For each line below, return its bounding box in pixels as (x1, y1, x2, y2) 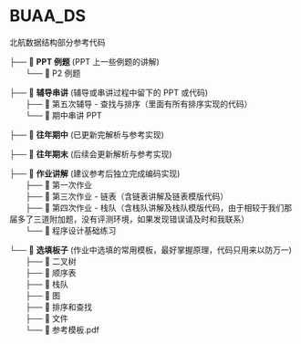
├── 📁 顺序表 (26, 266, 77, 278)
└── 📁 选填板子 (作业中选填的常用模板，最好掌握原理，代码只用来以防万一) (9, 244, 292, 255)
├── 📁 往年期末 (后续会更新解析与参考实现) (9, 148, 172, 160)
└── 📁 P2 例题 (26, 68, 81, 78)
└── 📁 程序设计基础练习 (26, 224, 117, 235)
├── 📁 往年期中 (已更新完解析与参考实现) (9, 129, 164, 140)
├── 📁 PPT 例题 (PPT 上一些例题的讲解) (9, 56, 160, 67)
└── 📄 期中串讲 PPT (26, 109, 102, 120)
